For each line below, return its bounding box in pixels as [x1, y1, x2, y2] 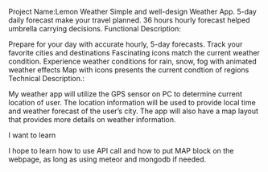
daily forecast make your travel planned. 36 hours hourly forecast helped [8, 15, 251, 25]
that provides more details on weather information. [8, 115, 176, 124]
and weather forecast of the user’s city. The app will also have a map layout [8, 106, 259, 116]
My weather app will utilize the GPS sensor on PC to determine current [8, 89, 243, 99]
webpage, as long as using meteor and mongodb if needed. [8, 154, 207, 164]
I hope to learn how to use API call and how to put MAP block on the [8, 146, 234, 155]
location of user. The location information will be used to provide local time [8, 98, 256, 107]
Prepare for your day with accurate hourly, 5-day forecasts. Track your [8, 39, 243, 49]
